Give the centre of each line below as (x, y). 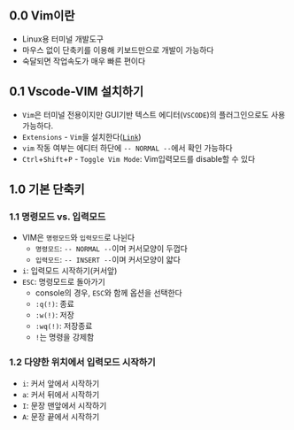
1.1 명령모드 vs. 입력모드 (58, 217)
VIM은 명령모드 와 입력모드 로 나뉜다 (78, 238)
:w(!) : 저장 (55, 315)
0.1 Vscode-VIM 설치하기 (77, 92)
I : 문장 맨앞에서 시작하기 (64, 405)
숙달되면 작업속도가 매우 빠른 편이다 (84, 61)
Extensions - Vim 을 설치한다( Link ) (81, 136)
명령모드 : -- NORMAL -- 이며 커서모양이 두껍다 (111, 249)
